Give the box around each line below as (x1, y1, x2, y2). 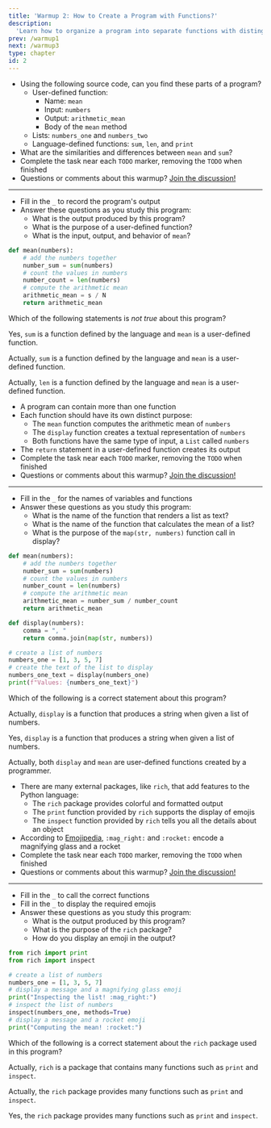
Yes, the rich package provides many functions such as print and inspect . (8, 1110, 258, 1120)
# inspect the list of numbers (8, 1001, 114, 1009)
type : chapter (8, 49, 56, 57)
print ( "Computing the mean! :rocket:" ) (8, 1023, 143, 1031)
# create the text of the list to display (8, 663, 153, 672)
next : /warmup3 (8, 42, 60, 50)
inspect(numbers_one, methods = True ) (8, 1009, 131, 1017)
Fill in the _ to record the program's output (19, 196, 161, 206)
